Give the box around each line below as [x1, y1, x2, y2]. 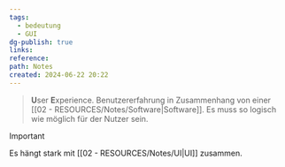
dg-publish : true [9, 37, 73, 47]
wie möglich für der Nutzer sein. [30, 113, 149, 124]
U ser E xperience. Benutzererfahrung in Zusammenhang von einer [30, 95, 272, 105]
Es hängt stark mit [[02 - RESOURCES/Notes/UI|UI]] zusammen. [9, 148, 243, 158]
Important [9, 130, 45, 141]
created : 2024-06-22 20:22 [9, 71, 109, 80]
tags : [9, 12, 29, 22]
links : [9, 46, 34, 55]
